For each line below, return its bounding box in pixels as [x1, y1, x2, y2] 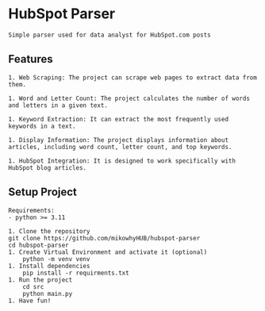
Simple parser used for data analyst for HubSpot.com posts [8, 31, 212, 39]
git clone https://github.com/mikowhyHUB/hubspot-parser [8, 234, 201, 242]
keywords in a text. [8, 122, 77, 130]
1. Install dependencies [8, 262, 90, 270]
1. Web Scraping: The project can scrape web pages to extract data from [8, 73, 258, 82]
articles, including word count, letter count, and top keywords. [8, 143, 232, 151]
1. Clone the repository [8, 227, 90, 235]
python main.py [22, 290, 73, 298]
